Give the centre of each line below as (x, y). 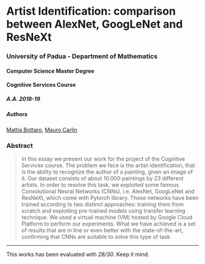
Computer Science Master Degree (50, 71)
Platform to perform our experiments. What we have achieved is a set (109, 224)
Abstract (20, 145)
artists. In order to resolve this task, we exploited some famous (100, 185)
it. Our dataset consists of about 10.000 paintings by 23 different (103, 178)
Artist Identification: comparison (91, 11)
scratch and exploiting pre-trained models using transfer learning (103, 211)
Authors (17, 114)
